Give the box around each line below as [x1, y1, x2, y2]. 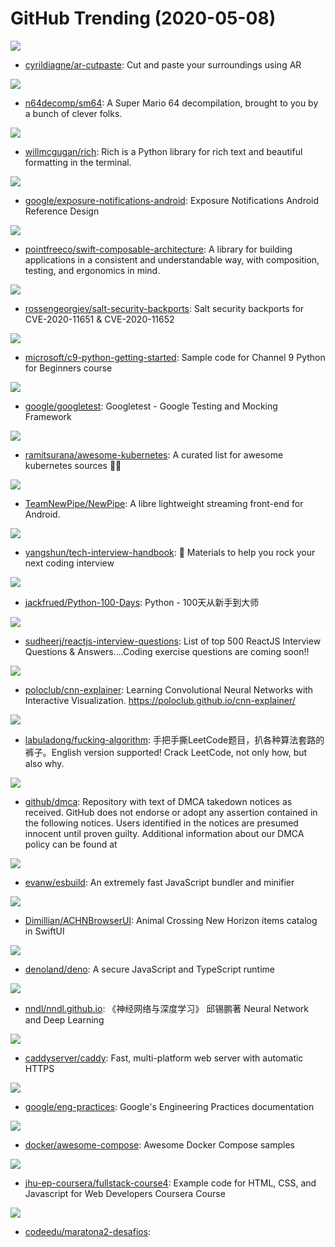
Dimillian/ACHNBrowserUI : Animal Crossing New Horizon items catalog [24, 914, 318, 926]
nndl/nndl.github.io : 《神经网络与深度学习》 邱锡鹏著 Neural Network [24, 1002, 309, 1014]
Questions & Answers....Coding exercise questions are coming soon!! [24, 645, 310, 657]
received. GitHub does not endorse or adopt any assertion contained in [24, 806, 318, 818]
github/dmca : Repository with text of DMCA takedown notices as [24, 795, 293, 807]
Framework [24, 410, 72, 422]
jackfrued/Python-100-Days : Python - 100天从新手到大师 [24, 596, 260, 608]
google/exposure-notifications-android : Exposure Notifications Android [24, 194, 320, 206]
